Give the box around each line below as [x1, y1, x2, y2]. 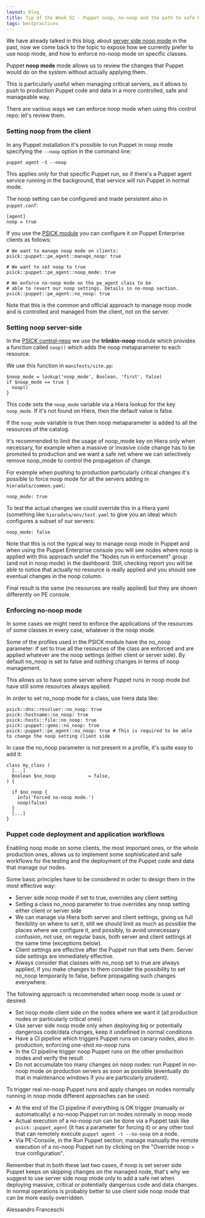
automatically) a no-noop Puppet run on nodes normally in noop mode [15, 1110, 192, 1118]
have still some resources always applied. [6, 683, 111, 690]
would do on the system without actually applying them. [6, 69, 147, 76]
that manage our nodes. [6, 863, 67, 871]
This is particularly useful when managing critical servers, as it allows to [6, 80, 187, 88]
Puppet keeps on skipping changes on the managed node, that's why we [6, 1168, 190, 1175]
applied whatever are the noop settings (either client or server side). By [6, 652, 185, 659]
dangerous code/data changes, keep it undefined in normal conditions [15, 1028, 192, 1036]
